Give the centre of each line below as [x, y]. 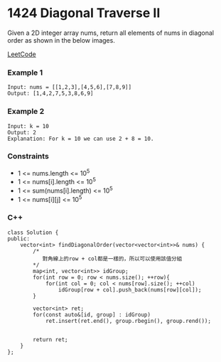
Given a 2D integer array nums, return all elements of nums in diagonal [111, 33]
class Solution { [33, 233]
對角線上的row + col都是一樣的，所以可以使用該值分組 [112, 259]
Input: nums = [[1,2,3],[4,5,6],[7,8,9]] [70, 87]
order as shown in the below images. [61, 40]
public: [19, 239]
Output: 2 [22, 132]
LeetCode [22, 54]
